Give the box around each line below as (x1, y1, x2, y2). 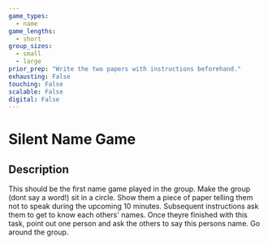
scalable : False (8, 87, 63, 96)
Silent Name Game (8, 130, 136, 149)
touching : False (8, 80, 63, 88)
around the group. (8, 227, 69, 237)
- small (15, 50, 42, 58)
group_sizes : (8, 42, 53, 50)
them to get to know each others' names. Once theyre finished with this (8, 210, 248, 220)
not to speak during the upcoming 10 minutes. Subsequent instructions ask (8, 201, 259, 212)
